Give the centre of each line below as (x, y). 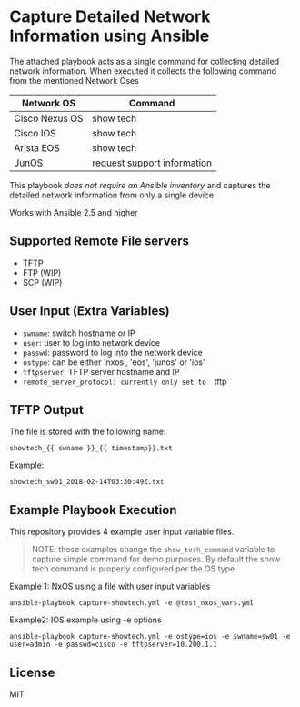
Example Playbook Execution (93, 510)
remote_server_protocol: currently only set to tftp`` (127, 381)
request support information (152, 163)
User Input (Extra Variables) (90, 311)
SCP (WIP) (42, 282)
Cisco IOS (35, 133)
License (32, 672)
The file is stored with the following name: (88, 432)
